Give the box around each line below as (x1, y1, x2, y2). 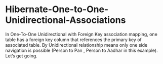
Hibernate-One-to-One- (5, 4, 109, 15)
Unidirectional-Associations (5, 14, 126, 26)
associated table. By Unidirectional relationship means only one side (5, 42, 148, 48)
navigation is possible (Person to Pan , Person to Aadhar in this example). (5, 47, 158, 53)
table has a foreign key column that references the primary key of (5, 37, 142, 43)
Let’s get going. (5, 52, 38, 59)
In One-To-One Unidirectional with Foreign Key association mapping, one (5, 31, 158, 37)
